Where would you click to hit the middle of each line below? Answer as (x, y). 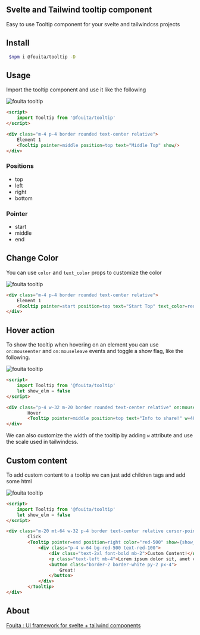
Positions (20, 166)
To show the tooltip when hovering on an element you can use (82, 345)
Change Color (32, 258)
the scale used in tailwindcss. (42, 442)
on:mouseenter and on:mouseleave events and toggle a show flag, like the (95, 351)
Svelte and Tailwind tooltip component (79, 10)
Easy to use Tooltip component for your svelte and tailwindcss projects (93, 24)
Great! (68, 570)
